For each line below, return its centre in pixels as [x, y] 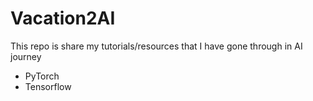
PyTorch [42, 76]
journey [26, 56]
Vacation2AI [63, 18]
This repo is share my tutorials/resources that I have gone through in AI [156, 46]
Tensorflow [48, 86]
